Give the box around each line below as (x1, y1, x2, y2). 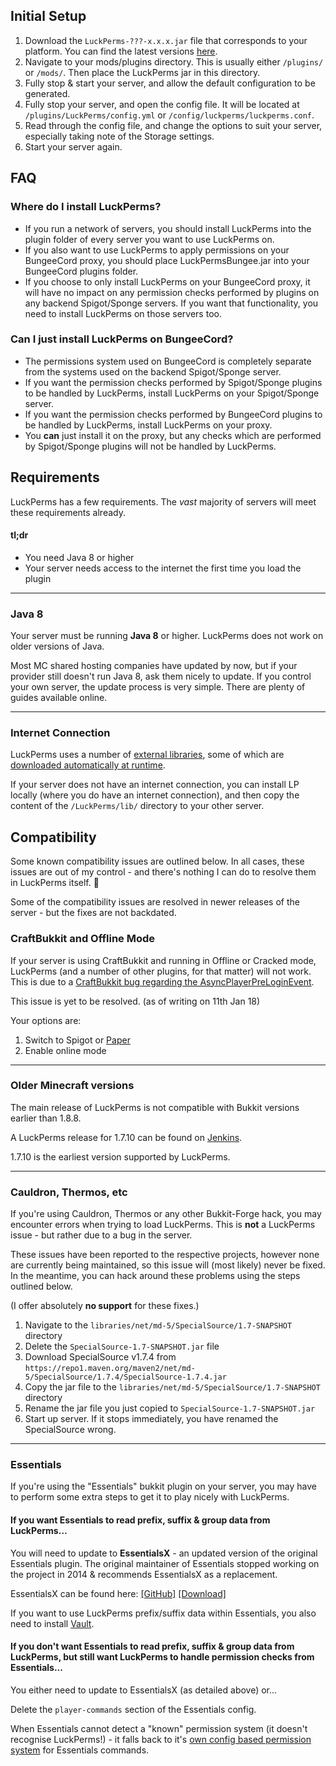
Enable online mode (24, 1044, 107, 1056)
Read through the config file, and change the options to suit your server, (24, 119, 323, 131)
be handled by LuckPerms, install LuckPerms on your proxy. (24, 419, 273, 431)
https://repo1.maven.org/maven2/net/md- (24, 1364, 196, 1374)
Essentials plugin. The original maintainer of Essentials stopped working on (10, 1557, 320, 1569)
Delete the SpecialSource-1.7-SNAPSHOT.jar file (24, 1340, 220, 1353)
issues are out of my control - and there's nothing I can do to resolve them (10, 866, 317, 878)
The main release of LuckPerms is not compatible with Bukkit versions (10, 1101, 300, 1113)
